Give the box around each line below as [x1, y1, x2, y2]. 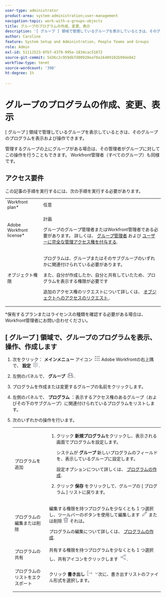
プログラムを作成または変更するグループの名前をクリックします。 [12, 384, 146, 390]
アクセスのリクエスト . [65, 295, 111, 300]
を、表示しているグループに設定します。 [56, 456, 138, 462]
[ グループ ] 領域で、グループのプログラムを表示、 [5, 333, 157, 342]
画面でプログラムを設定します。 [56, 439, 121, 445]
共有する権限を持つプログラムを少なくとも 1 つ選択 [49, 547, 154, 553]
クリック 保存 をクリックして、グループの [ [56, 483, 143, 489]
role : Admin [5, 45, 30, 50]
